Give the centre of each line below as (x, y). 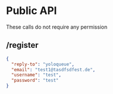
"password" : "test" (35, 81)
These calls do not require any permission (57, 27)
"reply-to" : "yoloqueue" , (43, 64)
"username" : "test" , (36, 75)
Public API (32, 11)
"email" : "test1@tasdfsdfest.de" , (53, 69)
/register (22, 45)
